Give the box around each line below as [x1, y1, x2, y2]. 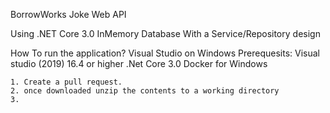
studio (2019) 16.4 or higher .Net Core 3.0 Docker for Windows [10, 58, 268, 69]
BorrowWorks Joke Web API [10, 9, 127, 20]
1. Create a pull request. [10, 77, 123, 87]
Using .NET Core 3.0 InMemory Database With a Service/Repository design [10, 28, 321, 39]
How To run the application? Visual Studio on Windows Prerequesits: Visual [10, 47, 320, 59]
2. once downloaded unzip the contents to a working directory [10, 86, 280, 96]
